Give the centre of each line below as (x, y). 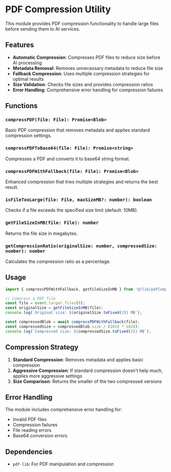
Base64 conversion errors (40, 436)
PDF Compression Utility (58, 9)
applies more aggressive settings (47, 376)
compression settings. (28, 136)
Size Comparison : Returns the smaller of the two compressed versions (87, 381)
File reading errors (32, 430)
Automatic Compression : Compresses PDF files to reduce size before (86, 57)
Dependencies (29, 452)
